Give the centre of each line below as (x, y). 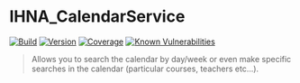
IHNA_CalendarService (97, 17)
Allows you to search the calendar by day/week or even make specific (161, 59)
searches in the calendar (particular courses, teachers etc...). (145, 69)
